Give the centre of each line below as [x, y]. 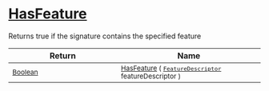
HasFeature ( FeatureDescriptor [171, 68]
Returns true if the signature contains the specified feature [105, 36]
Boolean [25, 72]
